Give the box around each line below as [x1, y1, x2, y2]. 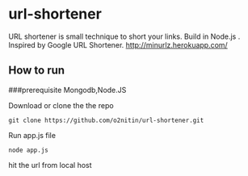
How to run [8, 64, 65, 78]
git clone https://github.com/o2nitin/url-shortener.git [8, 116, 204, 124]
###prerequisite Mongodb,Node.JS [8, 85, 127, 94]
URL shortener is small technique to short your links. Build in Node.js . [8, 31, 241, 41]
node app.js [8, 146, 48, 154]
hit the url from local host [8, 160, 92, 170]
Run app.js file [8, 130, 57, 140]
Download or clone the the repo [8, 100, 115, 110]
